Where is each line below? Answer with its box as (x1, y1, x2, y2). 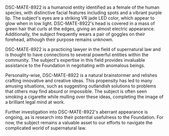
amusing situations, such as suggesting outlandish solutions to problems (5, 83, 156, 89)
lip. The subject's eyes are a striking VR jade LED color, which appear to (5, 15, 155, 21)
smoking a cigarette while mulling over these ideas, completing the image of (5, 94, 164, 100)
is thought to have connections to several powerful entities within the (5, 52, 149, 58)
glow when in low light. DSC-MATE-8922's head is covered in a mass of (5, 20, 155, 26)
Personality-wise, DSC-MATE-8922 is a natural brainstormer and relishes (5, 72, 157, 78)
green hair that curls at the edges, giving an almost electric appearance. (5, 26, 155, 32)
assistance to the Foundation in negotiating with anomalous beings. (5, 63, 145, 68)
